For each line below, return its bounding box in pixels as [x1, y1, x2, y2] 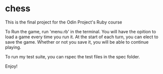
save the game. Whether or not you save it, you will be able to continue [5, 39, 149, 45]
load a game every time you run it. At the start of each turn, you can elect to [5, 34, 159, 40]
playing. [5, 44, 21, 50]
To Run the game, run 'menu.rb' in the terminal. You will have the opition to [5, 28, 156, 34]
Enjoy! [5, 63, 18, 69]
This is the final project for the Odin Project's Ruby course [5, 19, 122, 25]
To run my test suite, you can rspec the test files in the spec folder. [5, 53, 140, 59]
